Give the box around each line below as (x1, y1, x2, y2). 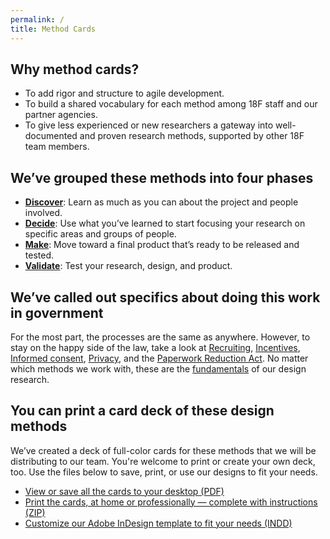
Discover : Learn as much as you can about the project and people (24, 196, 299, 208)
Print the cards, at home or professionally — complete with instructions (24, 496, 318, 508)
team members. (24, 141, 90, 153)
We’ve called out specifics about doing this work (10, 289, 321, 306)
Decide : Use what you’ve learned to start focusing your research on (24, 217, 306, 230)
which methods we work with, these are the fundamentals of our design (10, 362, 307, 375)
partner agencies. (24, 109, 98, 121)
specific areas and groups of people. (24, 228, 177, 240)
